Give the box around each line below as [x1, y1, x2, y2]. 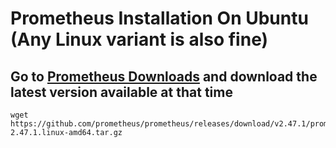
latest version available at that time [10, 83, 233, 101]
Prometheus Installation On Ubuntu [10, 7, 309, 30]
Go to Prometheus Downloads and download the [10, 68, 318, 85]
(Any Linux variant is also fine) [10, 28, 269, 51]
